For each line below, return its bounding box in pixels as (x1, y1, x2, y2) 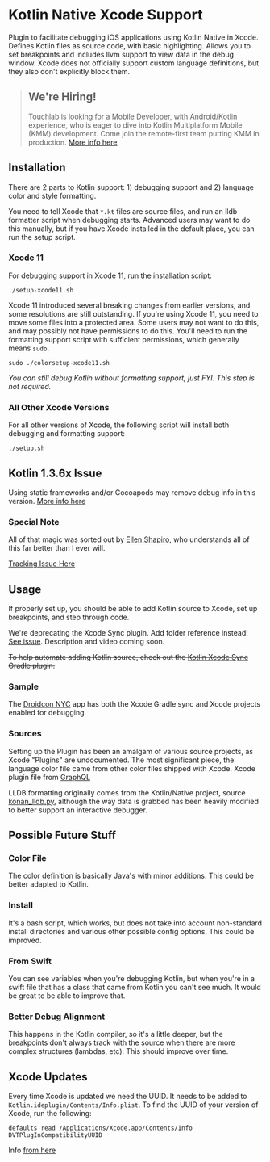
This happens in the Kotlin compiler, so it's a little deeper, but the (8, 1030, 223, 1039)
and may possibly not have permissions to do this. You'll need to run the (8, 325, 248, 336)
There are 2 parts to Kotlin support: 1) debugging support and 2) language (8, 182, 254, 191)
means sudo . (8, 343, 50, 353)
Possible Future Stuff (8, 829, 117, 842)
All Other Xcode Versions (8, 401, 110, 413)
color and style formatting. (8, 191, 97, 200)
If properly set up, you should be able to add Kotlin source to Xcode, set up (8, 604, 258, 614)
